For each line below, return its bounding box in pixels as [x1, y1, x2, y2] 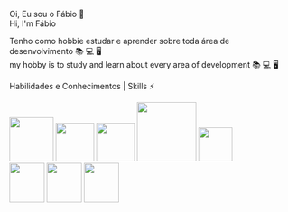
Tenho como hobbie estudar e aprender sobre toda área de [9, 36, 230, 46]
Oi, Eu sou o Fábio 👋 [9, 9, 85, 19]
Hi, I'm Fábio [9, 18, 57, 29]
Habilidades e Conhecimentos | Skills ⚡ [9, 81, 155, 91]
